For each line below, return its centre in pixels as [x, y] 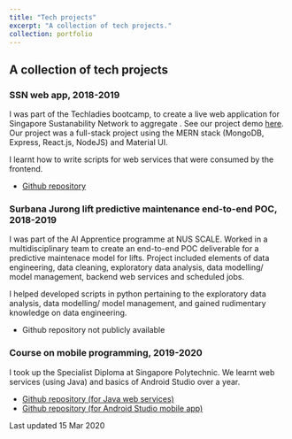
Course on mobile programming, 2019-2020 [106, 353]
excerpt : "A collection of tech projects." [91, 26]
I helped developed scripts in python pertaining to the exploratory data [138, 294]
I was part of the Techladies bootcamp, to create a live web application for [145, 114]
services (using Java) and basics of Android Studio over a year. [125, 381]
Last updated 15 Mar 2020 [57, 425]
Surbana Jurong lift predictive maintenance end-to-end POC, [143, 209]
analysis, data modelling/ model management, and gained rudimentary [138, 304]
